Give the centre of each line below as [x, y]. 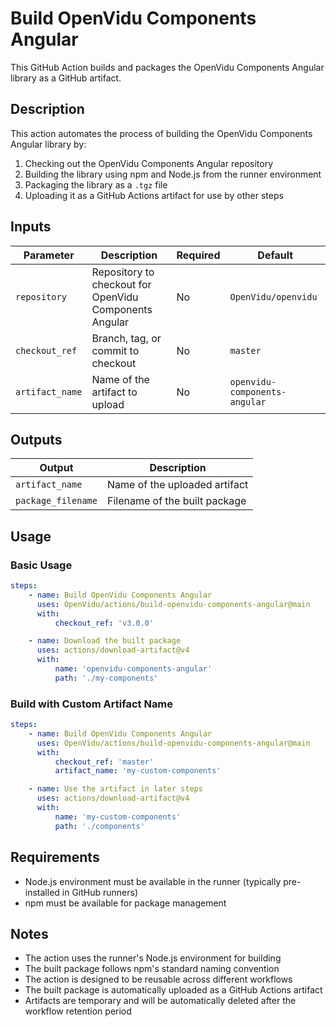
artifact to [114, 392]
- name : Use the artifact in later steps [115, 789]
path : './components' [99, 826]
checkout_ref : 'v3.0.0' [104, 623]
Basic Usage [41, 565]
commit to [115, 350]
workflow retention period [78, 1011]
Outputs [36, 439]
